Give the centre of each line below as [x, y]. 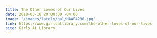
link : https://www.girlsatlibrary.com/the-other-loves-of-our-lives [79, 23]
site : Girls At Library [30, 28]
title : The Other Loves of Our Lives [45, 10]
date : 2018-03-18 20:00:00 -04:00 [42, 14]
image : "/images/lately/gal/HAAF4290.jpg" [50, 19]
